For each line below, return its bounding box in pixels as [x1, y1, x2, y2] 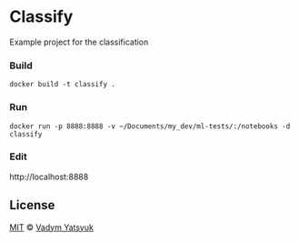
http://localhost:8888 [9, 171, 89, 182]
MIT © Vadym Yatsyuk [9, 221, 94, 233]
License [9, 197, 55, 213]
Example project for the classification [9, 36, 149, 47]
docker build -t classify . [9, 80, 116, 89]
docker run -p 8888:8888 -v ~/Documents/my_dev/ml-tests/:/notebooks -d [9, 121, 291, 131]
